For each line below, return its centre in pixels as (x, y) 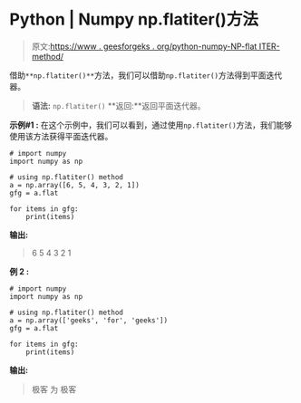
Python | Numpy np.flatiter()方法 (134, 19)
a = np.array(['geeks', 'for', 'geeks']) (89, 320)
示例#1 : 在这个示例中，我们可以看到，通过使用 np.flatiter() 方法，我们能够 (151, 125)
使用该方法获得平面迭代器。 (61, 136)
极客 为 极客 (54, 389)
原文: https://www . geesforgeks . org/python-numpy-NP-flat (144, 46)
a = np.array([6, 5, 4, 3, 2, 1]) (75, 185)
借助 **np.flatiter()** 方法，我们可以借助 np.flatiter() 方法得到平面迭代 (146, 75)
